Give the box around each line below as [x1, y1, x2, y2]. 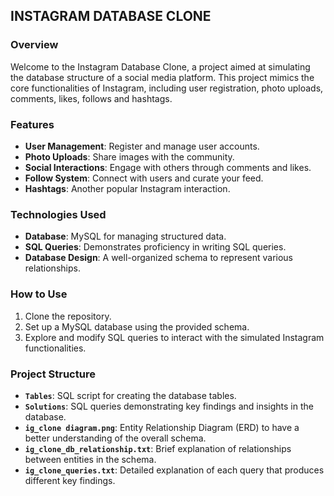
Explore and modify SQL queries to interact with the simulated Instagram [24, 331, 325, 343]
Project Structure [10, 367, 96, 381]
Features [10, 117, 55, 131]
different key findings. [24, 474, 116, 486]
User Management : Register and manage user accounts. [24, 140, 260, 152]
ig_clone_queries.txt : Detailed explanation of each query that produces [24, 464, 325, 476]
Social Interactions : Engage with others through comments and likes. [24, 161, 312, 173]
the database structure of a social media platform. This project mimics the [10, 71, 315, 83]
